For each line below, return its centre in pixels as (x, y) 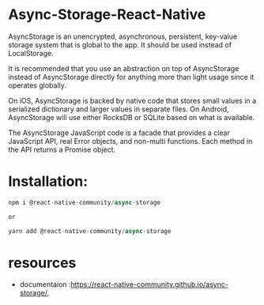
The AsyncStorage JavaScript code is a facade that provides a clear (119, 133)
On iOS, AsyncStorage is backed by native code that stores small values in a (132, 100)
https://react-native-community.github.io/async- (150, 284)
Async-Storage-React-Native (107, 15)
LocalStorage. (31, 53)
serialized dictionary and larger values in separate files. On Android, (119, 109)
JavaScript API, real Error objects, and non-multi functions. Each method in (130, 141)
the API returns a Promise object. (62, 149)
